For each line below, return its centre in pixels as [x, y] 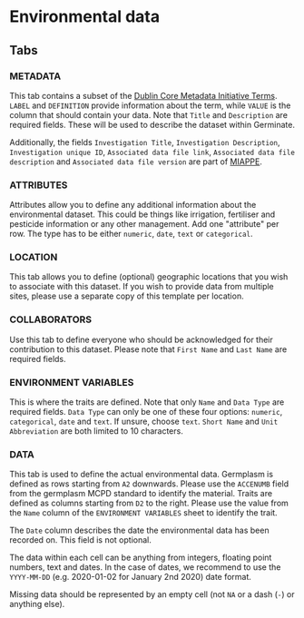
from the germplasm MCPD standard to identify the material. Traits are [141, 494]
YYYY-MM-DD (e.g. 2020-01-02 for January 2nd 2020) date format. [131, 577]
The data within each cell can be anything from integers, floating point [141, 558]
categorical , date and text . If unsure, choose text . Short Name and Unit [144, 422]
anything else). [37, 604]
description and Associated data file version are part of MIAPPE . [136, 162]
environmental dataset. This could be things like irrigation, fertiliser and [142, 214]
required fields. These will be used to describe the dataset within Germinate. [152, 124]
